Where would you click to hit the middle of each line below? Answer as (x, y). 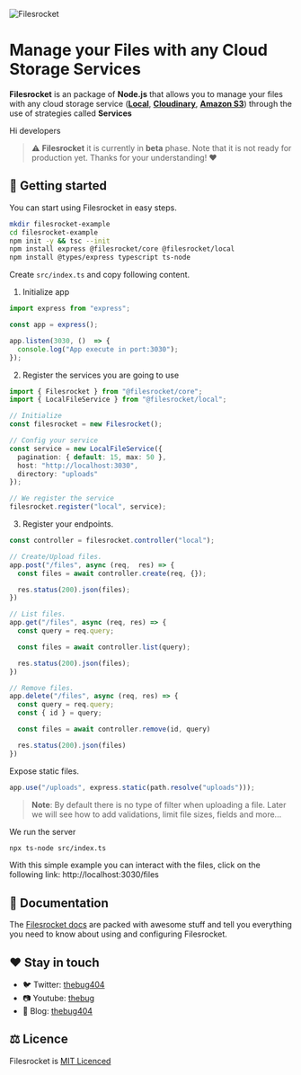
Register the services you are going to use (101, 375)
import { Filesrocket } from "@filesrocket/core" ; (106, 391)
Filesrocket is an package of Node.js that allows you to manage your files (146, 93)
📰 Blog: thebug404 (57, 1011)
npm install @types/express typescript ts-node (100, 258)
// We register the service (62, 499)
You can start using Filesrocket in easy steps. (93, 208)
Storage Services (75, 70)
